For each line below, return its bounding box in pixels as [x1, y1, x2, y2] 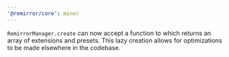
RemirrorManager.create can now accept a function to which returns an [7, 29, 212, 37]
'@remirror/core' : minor [7, 10, 79, 17]
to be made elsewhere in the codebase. [7, 43, 120, 52]
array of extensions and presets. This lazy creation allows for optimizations [7, 36, 223, 45]
